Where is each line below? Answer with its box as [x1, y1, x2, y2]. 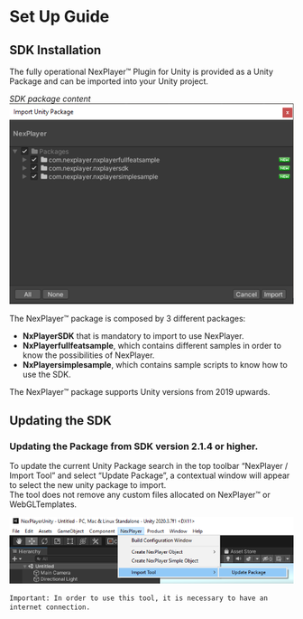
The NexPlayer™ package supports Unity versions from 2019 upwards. [9, 387, 271, 398]
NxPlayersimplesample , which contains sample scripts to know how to [22, 360, 289, 370]
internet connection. [9, 603, 91, 612]
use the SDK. [22, 369, 72, 380]
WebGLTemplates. [9, 499, 78, 510]
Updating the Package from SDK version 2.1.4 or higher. [9, 440, 259, 453]
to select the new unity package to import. [9, 480, 167, 491]
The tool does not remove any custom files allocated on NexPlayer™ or [9, 490, 271, 501]
